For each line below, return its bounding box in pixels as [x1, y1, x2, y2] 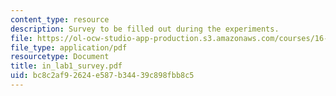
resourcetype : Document [10, 52, 110, 62]
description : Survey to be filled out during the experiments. [10, 24, 280, 34]
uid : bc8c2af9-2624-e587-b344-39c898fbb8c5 [10, 71, 195, 81]
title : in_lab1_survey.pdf [10, 61, 123, 71]
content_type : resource [10, 14, 110, 25]
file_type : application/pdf [10, 42, 128, 53]
